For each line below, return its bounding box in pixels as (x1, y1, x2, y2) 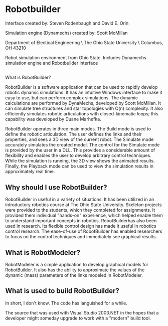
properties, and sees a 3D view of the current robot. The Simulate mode (5, 136, 154, 142)
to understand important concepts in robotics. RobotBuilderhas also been (5, 218, 157, 224)
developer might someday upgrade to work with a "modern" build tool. (5, 315, 151, 321)
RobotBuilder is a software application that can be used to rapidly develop (5, 84, 158, 90)
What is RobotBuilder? (5, 74, 51, 81)
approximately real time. (5, 169, 55, 175)
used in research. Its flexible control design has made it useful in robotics (5, 223, 156, 229)
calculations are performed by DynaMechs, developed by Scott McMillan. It (5, 100, 161, 106)
